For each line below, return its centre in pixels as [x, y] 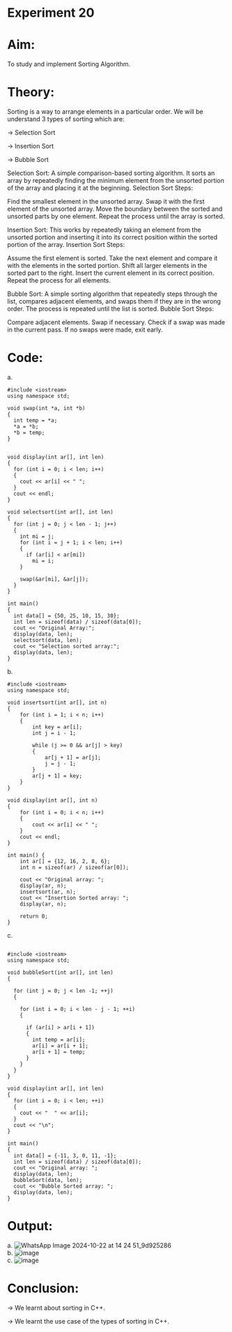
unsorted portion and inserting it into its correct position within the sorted [113, 237]
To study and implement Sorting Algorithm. [69, 64]
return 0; [34, 916]
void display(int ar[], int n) [53, 800]
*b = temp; [29, 433]
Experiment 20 [51, 13]
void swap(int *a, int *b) [46, 408]
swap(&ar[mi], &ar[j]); [54, 579]
